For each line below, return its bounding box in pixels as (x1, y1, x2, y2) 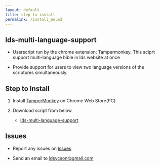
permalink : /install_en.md (5, 17, 62, 22)
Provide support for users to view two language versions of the (12, 64, 144, 70)
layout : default (5, 7, 39, 13)
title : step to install (5, 12, 56, 17)
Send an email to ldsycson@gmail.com (12, 155, 94, 161)
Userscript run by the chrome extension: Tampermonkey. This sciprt (12, 49, 155, 55)
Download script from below (12, 107, 72, 113)
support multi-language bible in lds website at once (12, 54, 120, 61)
